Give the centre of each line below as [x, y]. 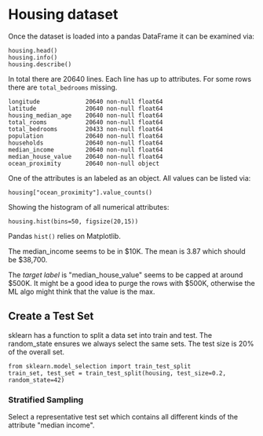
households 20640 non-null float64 [86, 143]
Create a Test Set [51, 316]
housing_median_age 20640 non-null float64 [86, 115]
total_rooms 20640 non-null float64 [86, 122]
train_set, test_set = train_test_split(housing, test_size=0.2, [117, 373]
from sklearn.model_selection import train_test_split [100, 366]
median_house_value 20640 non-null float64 [86, 156]
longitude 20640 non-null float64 [86, 101]
